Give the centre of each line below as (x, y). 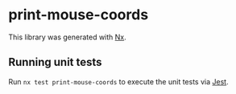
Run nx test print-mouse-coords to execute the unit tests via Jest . (118, 81)
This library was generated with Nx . (67, 37)
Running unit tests (55, 62)
